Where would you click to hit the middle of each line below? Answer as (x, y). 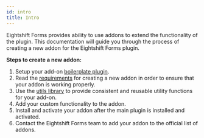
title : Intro (23, 18)
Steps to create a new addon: (44, 60)
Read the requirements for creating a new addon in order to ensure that (104, 78)
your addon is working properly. (55, 84)
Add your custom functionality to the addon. (70, 103)
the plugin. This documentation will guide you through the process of (93, 41)
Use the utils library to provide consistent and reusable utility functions (104, 91)
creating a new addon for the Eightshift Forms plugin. (73, 48)
